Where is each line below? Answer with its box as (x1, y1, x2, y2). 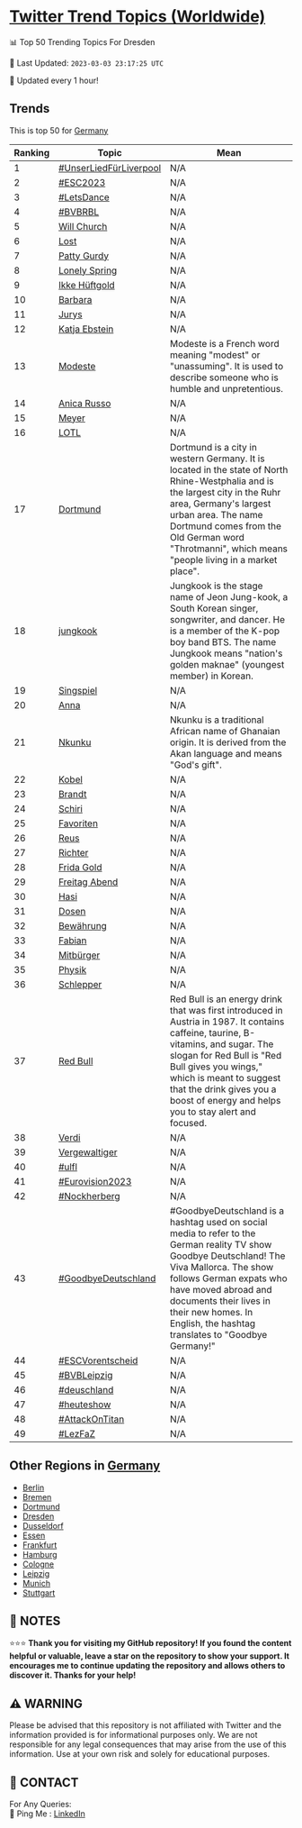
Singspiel (58, 684, 98, 696)
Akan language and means (169, 747, 283, 759)
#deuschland (58, 1383, 114, 1396)
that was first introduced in (169, 1004, 283, 1016)
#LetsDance (58, 191, 110, 204)
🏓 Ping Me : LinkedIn (9, 1808, 85, 1819)
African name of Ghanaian (169, 724, 280, 737)
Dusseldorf (22, 1520, 65, 1531)
